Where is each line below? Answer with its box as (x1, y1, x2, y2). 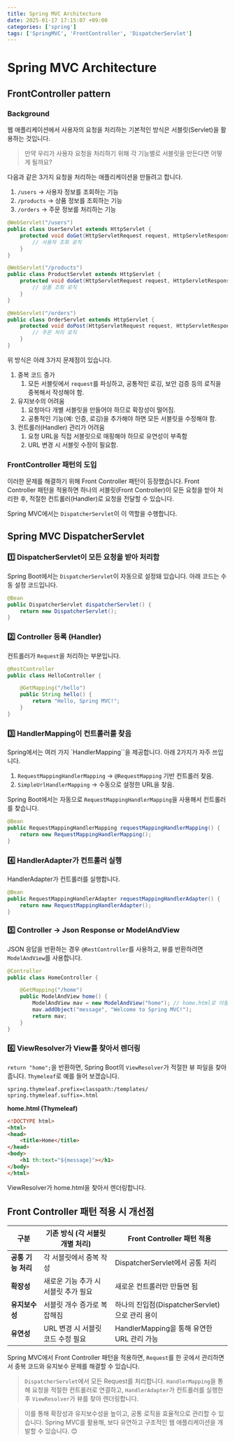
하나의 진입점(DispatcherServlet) (115, 1300, 220, 1310)
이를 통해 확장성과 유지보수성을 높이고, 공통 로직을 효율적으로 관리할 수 (24, 1409, 217, 1417)
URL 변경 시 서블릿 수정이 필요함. (27, 441, 119, 449)
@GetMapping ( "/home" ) (20, 987, 83, 994)
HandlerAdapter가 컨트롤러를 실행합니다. (7, 875, 120, 883)
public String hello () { (20, 691, 92, 698)
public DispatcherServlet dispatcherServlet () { (7, 601, 152, 608)
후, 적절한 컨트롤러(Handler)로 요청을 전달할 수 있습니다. (20, 494, 175, 503)
